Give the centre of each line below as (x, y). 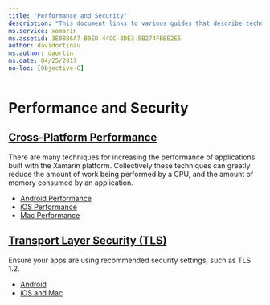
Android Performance (56, 198)
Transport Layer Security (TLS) (88, 241)
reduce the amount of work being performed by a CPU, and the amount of (131, 174)
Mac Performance (50, 215)
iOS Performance (49, 207)
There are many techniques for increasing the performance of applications (132, 157)
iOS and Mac (41, 293)
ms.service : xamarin (43, 31)
